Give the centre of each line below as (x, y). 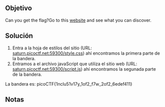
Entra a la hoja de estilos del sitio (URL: (52, 48)
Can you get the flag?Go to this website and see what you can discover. (78, 20)
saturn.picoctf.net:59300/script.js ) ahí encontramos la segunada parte (84, 69)
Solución (19, 36)
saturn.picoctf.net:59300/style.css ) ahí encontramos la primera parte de (86, 53)
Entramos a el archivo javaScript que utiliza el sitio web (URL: (75, 64)
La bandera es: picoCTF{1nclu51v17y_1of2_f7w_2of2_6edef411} (69, 84)
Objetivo (19, 8)
